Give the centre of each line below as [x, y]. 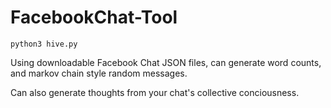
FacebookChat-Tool [94, 17]
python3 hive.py [44, 44]
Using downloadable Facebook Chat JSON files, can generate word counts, [166, 62]
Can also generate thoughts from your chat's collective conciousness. [155, 92]
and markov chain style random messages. [99, 73]
